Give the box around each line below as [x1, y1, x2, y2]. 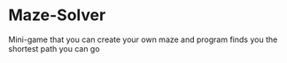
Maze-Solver [8, 5, 106, 25]
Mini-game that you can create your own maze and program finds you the [8, 34, 278, 45]
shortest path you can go [8, 43, 100, 53]
